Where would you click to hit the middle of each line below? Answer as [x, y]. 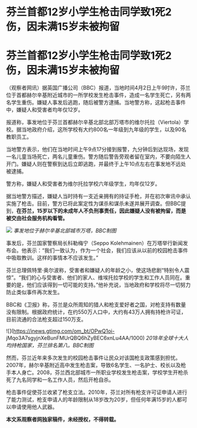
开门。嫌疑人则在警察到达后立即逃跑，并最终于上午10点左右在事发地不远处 [96, 164]
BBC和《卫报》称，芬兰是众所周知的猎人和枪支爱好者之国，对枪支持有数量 [96, 305]
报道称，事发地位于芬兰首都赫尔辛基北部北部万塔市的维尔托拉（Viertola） [95, 122]
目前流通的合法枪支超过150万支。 [46, 320]
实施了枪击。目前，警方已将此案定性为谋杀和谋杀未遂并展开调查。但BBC [94, 203]
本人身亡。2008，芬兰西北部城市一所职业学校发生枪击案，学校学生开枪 [97, 372]
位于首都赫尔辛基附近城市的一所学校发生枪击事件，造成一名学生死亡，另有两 [98, 95]
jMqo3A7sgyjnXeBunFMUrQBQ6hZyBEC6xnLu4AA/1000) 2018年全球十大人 [97, 338]
